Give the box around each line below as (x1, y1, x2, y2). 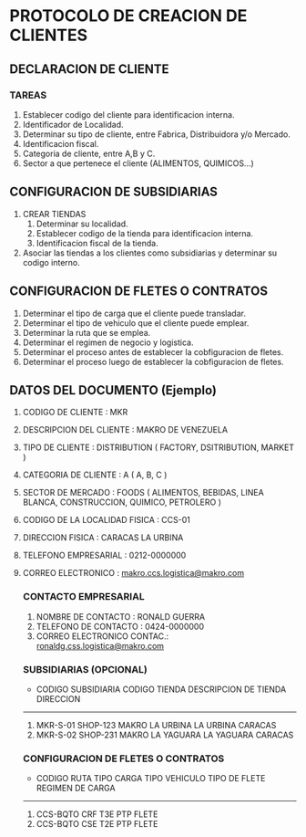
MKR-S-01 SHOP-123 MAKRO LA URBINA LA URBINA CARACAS (36, 719, 277, 730)
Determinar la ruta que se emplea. (22, 327, 151, 338)
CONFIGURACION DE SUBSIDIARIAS (9, 184, 219, 200)
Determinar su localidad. (36, 218, 129, 229)
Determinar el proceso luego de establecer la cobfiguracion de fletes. (22, 356, 284, 367)
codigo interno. (22, 256, 80, 267)
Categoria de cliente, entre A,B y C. (22, 148, 156, 159)
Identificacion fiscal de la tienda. (36, 237, 158, 248)
